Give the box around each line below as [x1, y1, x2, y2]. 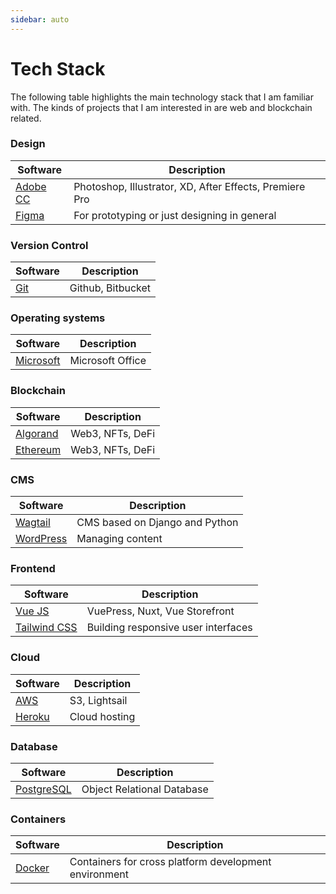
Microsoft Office [69, 354, 147, 368]
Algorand [15, 426, 59, 440]
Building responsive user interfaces [86, 621, 253, 635]
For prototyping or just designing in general [73, 208, 277, 222]
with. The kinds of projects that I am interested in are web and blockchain [10, 101, 313, 113]
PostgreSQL [15, 782, 72, 796]
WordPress [15, 532, 68, 546]
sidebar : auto [10, 14, 70, 25]
